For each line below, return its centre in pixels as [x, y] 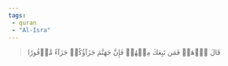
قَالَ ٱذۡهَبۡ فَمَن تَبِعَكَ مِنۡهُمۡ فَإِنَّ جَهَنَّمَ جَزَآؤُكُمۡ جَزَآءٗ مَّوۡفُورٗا [124, 53]
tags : [17, 15]
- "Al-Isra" [31, 30]
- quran [24, 23]
